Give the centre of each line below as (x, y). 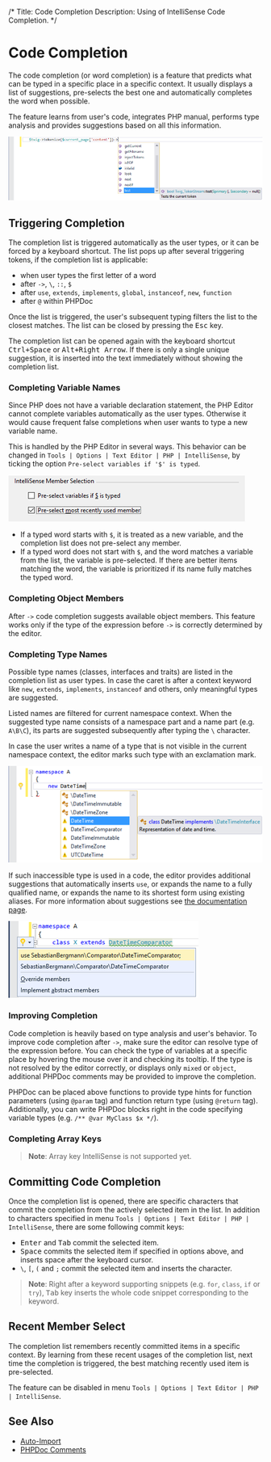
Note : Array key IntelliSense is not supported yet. (110, 1157)
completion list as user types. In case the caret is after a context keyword (130, 680)
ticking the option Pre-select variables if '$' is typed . (104, 464)
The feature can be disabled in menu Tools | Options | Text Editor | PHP (134, 1387)
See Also (31, 1422)
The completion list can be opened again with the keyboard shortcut (122, 341)
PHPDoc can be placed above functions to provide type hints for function (130, 1092)
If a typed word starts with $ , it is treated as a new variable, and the (131, 535)
